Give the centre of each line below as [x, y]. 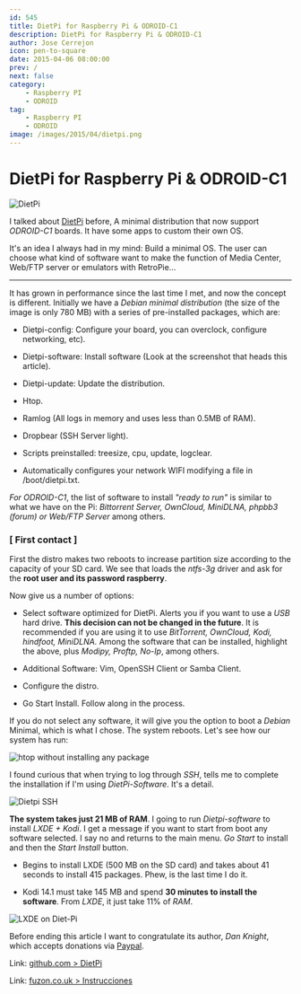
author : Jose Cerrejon [52, 43]
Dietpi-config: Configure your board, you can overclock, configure [144, 330]
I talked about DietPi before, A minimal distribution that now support [134, 221]
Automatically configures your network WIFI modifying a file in [138, 470]
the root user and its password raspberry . [88, 578]
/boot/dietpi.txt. [51, 479]
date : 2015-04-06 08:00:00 [60, 59]
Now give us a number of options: [72, 596]
